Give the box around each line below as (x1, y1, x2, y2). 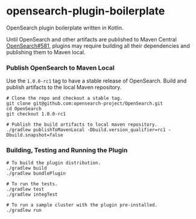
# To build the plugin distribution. (6, 159, 101, 166)
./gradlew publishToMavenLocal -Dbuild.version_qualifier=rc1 (6, 127, 166, 133)
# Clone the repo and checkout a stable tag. (6, 95, 122, 102)
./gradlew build (6, 165, 47, 171)
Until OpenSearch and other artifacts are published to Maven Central (6, 35, 177, 43)
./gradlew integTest (6, 191, 58, 197)
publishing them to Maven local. (6, 48, 86, 55)
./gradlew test (6, 186, 45, 192)
